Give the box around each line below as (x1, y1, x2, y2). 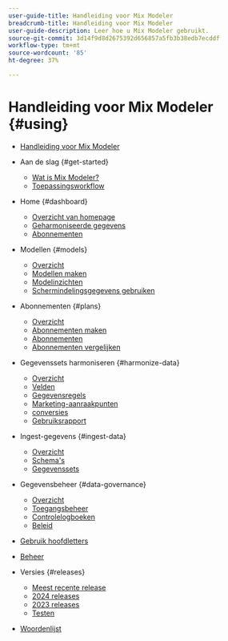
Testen (31, 608, 54, 618)
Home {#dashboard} (19, 196, 88, 206)
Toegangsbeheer (31, 503, 89, 513)
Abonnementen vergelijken (31, 342, 121, 352)
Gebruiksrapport (31, 416, 86, 425)
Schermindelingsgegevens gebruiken (31, 285, 155, 295)
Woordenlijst (19, 623, 62, 633)
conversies (31, 407, 69, 417)
